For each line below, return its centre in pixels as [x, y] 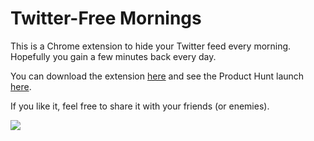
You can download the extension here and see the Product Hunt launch [157, 76]
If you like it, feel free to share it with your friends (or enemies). [140, 106]
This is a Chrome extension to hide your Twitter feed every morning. [151, 46]
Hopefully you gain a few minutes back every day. [113, 56]
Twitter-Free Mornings [106, 18]
